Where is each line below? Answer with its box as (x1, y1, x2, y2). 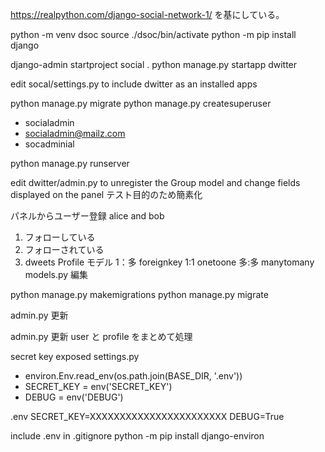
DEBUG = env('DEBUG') (24, 391, 124, 403)
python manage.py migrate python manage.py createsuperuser (10, 98, 272, 109)
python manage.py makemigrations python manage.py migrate (10, 289, 269, 300)
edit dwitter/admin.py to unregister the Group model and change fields (10, 177, 301, 188)
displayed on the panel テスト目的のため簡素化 (10, 189, 203, 200)
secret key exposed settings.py (10, 351, 140, 362)
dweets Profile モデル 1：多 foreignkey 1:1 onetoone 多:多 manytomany (24, 256, 315, 268)
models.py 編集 (24, 269, 89, 280)
